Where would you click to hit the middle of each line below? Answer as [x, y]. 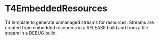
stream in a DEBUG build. [31, 33]
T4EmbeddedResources [56, 9]
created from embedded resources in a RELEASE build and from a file [77, 27]
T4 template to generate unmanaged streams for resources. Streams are [80, 22]
